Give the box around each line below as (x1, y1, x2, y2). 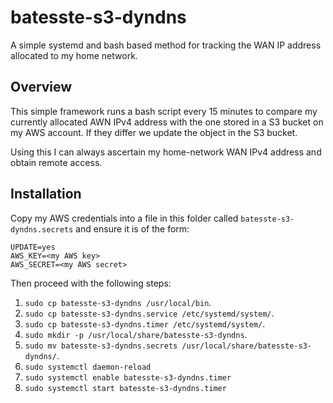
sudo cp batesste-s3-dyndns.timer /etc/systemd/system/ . (24, 317, 266, 330)
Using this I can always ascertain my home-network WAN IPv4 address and (10, 146, 322, 158)
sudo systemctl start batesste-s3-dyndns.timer (24, 383, 227, 393)
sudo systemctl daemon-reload (24, 362, 152, 372)
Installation (10, 186, 82, 203)
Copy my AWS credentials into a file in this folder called (10, 212, 239, 224)
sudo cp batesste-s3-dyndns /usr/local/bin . (24, 296, 212, 308)
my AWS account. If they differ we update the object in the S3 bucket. (10, 126, 298, 138)
